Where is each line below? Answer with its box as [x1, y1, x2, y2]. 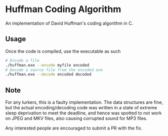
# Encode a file [5, 58, 39, 63]
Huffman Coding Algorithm [5, 4, 121, 15]
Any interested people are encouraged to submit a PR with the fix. [5, 125, 143, 131]
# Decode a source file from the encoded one [5, 67, 103, 73]
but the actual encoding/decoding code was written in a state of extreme [5, 105, 157, 111]
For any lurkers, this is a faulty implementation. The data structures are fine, [5, 99, 163, 105]
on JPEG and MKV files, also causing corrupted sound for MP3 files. [5, 115, 148, 121]
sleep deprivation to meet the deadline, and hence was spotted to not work [5, 110, 162, 116]
